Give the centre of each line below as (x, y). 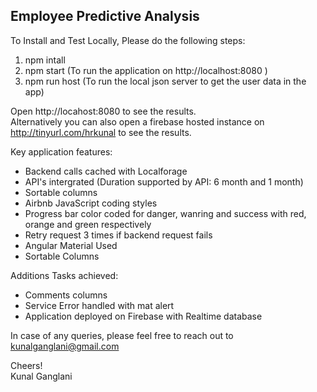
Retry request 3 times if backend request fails (118, 235)
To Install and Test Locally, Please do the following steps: (128, 40)
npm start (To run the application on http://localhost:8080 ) (146, 70)
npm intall (45, 60)
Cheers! (26, 365)
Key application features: (61, 151)
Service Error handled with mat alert (99, 305)
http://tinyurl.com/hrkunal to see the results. (101, 132)
